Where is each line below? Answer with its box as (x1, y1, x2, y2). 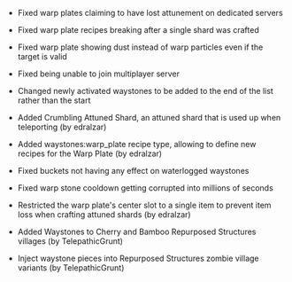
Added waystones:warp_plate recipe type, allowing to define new (17, 139, 257, 149)
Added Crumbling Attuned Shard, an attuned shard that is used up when (17, 113, 281, 122)
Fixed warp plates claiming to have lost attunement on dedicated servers (17, 8, 283, 18)
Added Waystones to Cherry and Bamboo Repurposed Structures (17, 226, 257, 237)
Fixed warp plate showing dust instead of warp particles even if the (17, 42, 264, 52)
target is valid (17, 51, 68, 61)
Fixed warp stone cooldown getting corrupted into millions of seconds (17, 183, 274, 193)
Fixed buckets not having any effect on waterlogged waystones (17, 166, 250, 176)
